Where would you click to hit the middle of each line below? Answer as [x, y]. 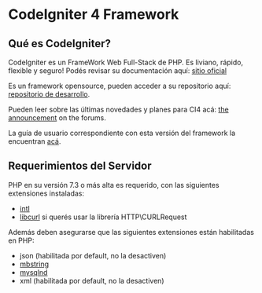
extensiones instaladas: [46, 193]
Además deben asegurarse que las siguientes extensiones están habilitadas [131, 232]
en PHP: [21, 240]
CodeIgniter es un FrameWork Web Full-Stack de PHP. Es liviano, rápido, [126, 62]
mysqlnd [33, 272]
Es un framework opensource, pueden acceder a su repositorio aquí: [120, 86]
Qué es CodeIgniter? [60, 44]
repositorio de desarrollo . [49, 94]
